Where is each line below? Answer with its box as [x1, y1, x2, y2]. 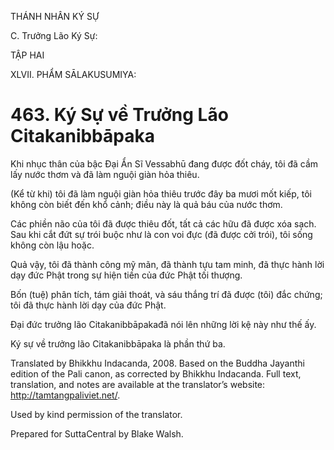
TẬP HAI [10, 49, 45, 61]
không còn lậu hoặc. [10, 239, 95, 251]
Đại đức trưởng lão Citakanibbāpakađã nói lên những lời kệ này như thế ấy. [10, 318, 317, 330]
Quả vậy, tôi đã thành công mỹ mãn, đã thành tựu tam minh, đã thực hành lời [10, 258, 325, 270]
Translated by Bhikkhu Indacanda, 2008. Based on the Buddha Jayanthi [10, 357, 305, 369]
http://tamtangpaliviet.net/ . [10, 389, 121, 401]
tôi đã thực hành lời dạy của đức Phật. [10, 299, 167, 311]
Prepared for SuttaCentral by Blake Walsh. [10, 427, 184, 440]
